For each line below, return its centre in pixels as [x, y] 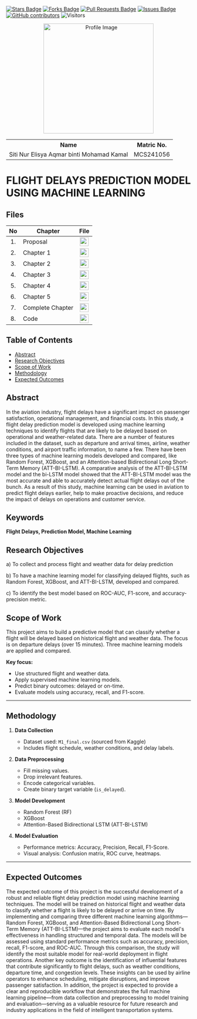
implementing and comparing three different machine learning [81, 916]
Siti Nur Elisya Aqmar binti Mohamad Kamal [69, 154]
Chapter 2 [37, 264]
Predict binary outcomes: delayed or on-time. [69, 686]
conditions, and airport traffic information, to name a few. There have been [96, 449]
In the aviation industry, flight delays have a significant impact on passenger [98, 412]
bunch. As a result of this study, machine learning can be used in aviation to [98, 486]
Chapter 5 [37, 297]
